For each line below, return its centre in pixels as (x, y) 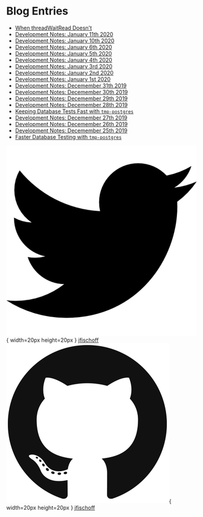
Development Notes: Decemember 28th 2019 (71, 104)
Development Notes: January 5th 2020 (63, 53)
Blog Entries (37, 11)
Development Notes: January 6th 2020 (63, 47)
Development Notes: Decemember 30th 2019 (71, 92)
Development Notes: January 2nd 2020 (64, 72)
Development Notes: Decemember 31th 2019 (71, 85)
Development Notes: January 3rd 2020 (64, 66)
